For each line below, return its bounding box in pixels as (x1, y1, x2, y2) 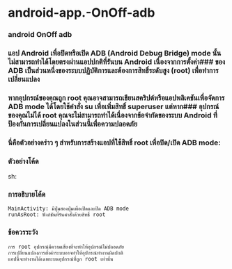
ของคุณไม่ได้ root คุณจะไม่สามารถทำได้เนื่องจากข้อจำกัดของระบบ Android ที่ (8, 110, 218, 120)
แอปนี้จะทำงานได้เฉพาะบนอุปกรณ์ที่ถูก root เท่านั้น (8, 255, 114, 262)
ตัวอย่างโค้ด (8, 156, 39, 166)
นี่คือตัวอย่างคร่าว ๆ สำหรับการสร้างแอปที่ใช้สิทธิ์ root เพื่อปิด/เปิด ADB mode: (8, 138, 222, 147)
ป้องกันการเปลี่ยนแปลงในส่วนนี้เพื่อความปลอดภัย (8, 119, 138, 129)
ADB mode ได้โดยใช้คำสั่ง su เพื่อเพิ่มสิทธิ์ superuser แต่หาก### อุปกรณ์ (8, 101, 219, 111)
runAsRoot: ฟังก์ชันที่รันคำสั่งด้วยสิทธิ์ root (8, 211, 106, 218)
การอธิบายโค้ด (8, 190, 46, 199)
